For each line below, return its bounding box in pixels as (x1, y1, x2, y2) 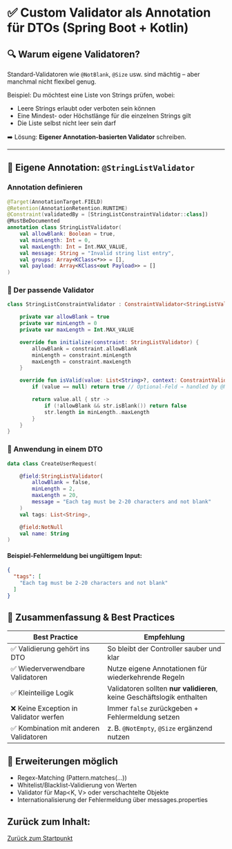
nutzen (107, 731, 130, 741)
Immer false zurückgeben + (107, 703, 199, 713)
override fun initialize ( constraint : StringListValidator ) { (19, 339, 199, 346)
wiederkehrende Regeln (107, 672, 185, 682)
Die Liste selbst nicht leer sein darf (17, 119, 116, 127)
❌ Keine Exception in (10, 703, 78, 713)
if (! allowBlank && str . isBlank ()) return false (43, 402, 187, 409)
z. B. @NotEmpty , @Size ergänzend (107, 723, 213, 733)
